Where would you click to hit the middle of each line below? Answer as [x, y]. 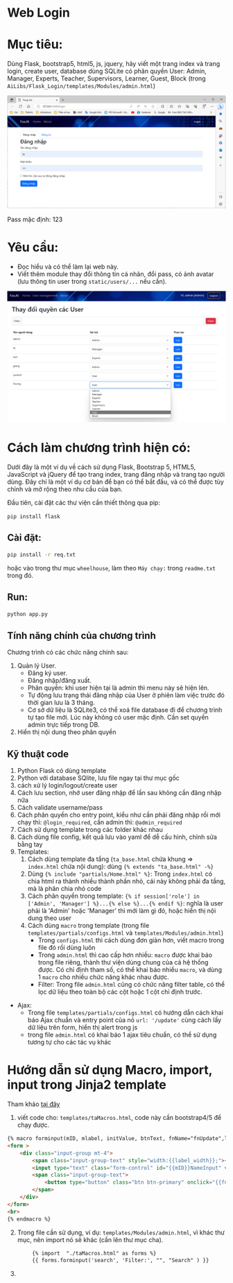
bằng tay [30, 844]
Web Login [39, 13]
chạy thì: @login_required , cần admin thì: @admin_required [100, 822]
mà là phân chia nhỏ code [64, 889]
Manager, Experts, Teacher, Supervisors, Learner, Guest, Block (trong [106, 78]
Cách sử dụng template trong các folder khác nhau [90, 830]
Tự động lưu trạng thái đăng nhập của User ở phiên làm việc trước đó [126, 695]
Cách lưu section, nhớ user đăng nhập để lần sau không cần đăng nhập [119, 793]
